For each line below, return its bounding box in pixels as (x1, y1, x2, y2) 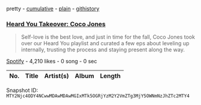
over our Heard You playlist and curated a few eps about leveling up (20, 40, 190, 47)
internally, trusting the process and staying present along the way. (20, 46, 185, 53)
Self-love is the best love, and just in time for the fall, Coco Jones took (20, 33, 196, 41)
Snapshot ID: (6, 87, 39, 94)
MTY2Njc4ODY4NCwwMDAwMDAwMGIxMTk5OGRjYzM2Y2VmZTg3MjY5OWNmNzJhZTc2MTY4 (6, 93, 190, 99)
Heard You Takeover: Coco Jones (6, 20, 106, 28)
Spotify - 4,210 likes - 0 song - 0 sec (6, 58, 97, 65)
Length (100, 72, 121, 80)
